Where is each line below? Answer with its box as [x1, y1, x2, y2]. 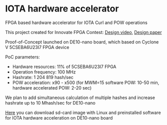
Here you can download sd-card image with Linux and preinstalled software [5, 109, 161, 115]
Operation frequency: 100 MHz [12, 68, 76, 75]
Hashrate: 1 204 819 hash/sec [12, 74, 74, 80]
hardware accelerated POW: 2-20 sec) [12, 84, 92, 90]
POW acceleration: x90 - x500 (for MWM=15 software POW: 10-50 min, [12, 79, 160, 85]
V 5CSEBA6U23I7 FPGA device [5, 44, 70, 50]
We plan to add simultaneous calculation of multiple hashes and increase [5, 94, 156, 100]
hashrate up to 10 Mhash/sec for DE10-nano [5, 99, 96, 105]
